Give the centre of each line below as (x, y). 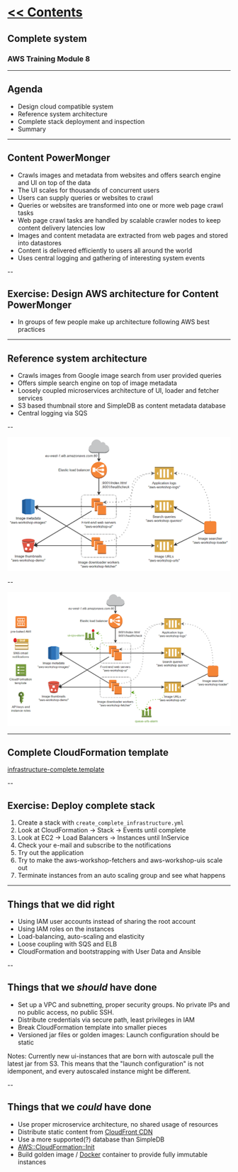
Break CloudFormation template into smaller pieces (92, 1027)
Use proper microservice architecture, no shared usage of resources (118, 1124)
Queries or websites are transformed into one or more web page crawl (120, 205)
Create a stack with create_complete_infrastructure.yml (101, 822)
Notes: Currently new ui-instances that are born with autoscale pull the (111, 1056)
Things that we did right (61, 904)
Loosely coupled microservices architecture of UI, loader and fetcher (118, 391)
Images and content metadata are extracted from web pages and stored (123, 235)
